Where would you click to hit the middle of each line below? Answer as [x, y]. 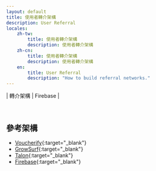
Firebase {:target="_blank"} [48, 161]
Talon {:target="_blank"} [44, 155]
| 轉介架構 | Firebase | [33, 96]
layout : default [26, 12]
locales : [17, 28]
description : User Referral [41, 23]
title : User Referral [54, 73]
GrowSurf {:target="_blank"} [49, 149]
